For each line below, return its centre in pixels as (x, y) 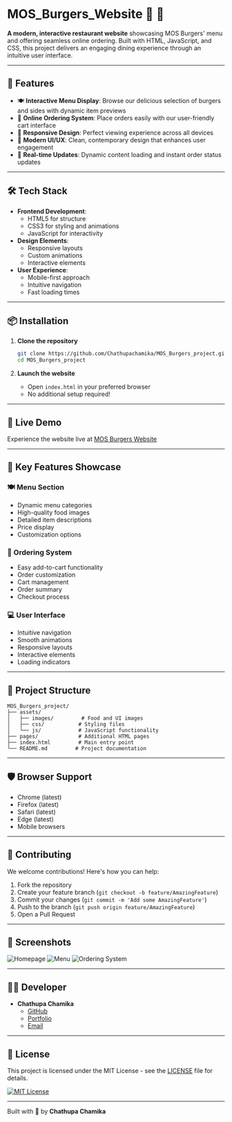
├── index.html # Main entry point (71, 742)
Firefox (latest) (38, 804)
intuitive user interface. (40, 55)
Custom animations (55, 255)
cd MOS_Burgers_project (51, 360)
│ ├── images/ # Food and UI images (75, 718)
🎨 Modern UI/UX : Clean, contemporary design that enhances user (111, 140)
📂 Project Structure (49, 690)
